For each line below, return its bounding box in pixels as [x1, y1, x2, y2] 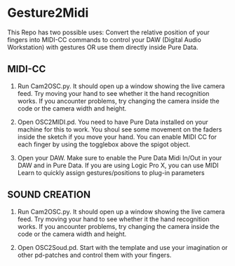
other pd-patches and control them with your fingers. [17, 251, 172, 259]
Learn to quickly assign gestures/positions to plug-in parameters [17, 168, 205, 176]
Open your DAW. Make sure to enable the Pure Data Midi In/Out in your [17, 153, 222, 162]
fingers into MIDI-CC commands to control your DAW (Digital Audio [7, 35, 201, 43]
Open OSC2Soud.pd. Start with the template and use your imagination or [17, 243, 228, 251]
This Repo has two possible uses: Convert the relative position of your [7, 28, 210, 36]
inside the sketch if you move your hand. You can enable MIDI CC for [17, 132, 217, 141]
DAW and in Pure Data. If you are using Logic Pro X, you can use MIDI [17, 161, 219, 169]
